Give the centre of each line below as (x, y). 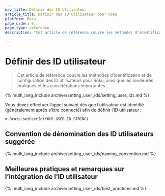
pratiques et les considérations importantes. (62, 85)
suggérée (20, 142)
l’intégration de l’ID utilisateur (52, 177)
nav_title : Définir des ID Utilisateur (46, 10)
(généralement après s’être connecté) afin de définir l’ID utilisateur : (73, 110)
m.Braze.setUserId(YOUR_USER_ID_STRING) (47, 119)
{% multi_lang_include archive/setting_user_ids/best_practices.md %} (76, 189)
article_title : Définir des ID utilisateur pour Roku (61, 14)
